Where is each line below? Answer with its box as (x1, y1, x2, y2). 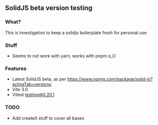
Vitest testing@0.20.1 (12, 92, 55, 98)
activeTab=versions (12, 82, 52, 87)
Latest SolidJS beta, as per (12, 76, 67, 82)
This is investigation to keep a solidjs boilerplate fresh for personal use (5, 29, 147, 36)
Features (5, 65, 27, 72)
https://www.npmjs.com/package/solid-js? (67, 76, 153, 82)
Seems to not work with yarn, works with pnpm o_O (12, 53, 116, 59)
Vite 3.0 (12, 86, 28, 92)
